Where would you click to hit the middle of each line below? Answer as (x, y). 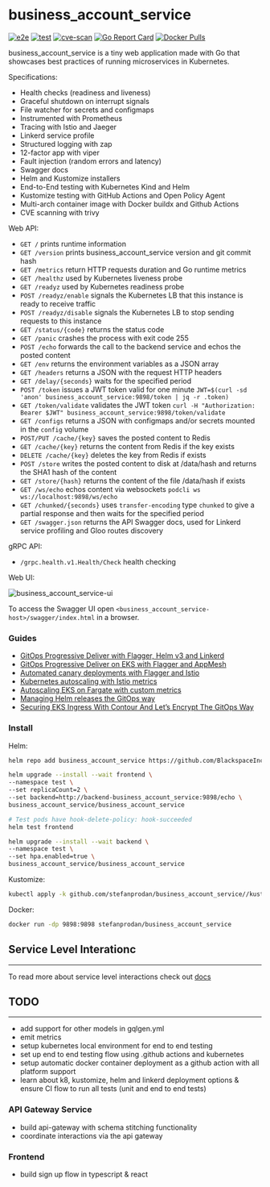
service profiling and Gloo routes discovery (91, 531)
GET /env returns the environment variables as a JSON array (119, 364)
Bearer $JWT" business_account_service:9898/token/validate (123, 413)
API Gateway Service (50, 1110)
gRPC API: (25, 546)
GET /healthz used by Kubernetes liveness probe (101, 278)
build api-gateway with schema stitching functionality (108, 1127)
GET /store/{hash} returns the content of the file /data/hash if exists (133, 481)
